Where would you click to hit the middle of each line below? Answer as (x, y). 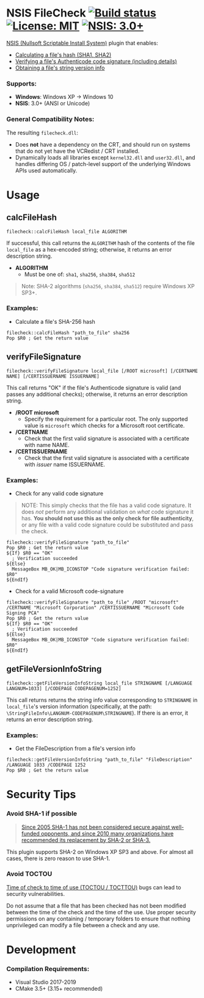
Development (41, 950)
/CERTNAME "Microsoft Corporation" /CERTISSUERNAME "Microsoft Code (95, 608)
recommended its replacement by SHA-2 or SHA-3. (86, 840)
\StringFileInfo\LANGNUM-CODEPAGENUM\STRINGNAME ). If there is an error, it (97, 713)
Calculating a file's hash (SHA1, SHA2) (63, 54)
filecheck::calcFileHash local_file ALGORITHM (67, 231)
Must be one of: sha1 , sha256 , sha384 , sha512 (80, 274)
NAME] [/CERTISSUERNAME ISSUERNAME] (53, 376)
